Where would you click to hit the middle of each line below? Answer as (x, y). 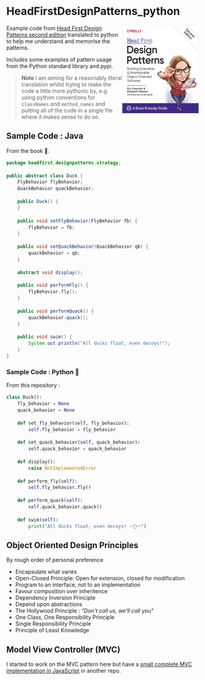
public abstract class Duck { (45, 176)
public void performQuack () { (56, 311)
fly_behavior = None (43, 404)
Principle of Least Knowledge (52, 630)
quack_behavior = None (46, 410)
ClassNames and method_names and (63, 104)
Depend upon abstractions (49, 604)
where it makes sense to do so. (60, 117)
